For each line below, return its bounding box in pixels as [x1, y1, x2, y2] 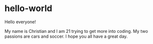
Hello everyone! [4, 19, 36, 25]
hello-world [4, 3, 53, 14]
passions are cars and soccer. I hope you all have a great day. [4, 33, 128, 39]
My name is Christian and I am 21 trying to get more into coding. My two [4, 28, 148, 34]
